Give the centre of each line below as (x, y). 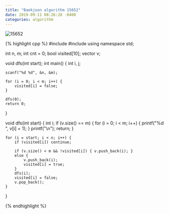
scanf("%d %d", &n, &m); (32, 73)
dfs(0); (13, 100)
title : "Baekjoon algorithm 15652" (43, 10)
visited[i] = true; (44, 165)
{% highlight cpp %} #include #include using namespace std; (69, 44)
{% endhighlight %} (26, 206)
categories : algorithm (29, 19)
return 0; (16, 104)
